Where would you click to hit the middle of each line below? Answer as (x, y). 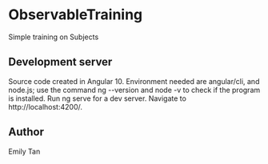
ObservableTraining (76, 15)
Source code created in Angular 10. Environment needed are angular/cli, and (134, 81)
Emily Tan (24, 151)
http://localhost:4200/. (45, 106)
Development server (60, 62)
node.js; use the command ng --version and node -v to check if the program (134, 90)
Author (26, 132)
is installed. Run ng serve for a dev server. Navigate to (97, 98)
